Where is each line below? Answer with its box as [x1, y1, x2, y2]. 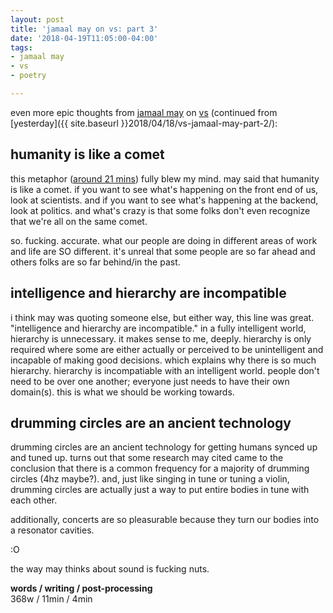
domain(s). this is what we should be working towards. [10, 386, 235, 398]
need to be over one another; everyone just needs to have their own [10, 375, 290, 387]
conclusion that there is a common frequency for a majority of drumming [10, 462, 310, 475]
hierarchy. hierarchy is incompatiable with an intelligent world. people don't [10, 364, 320, 376]
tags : [10, 42, 33, 53]
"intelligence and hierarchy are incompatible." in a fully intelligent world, [10, 322, 307, 334]
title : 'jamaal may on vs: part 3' [10, 24, 159, 34]
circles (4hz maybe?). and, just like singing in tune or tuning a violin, [10, 473, 290, 485]
